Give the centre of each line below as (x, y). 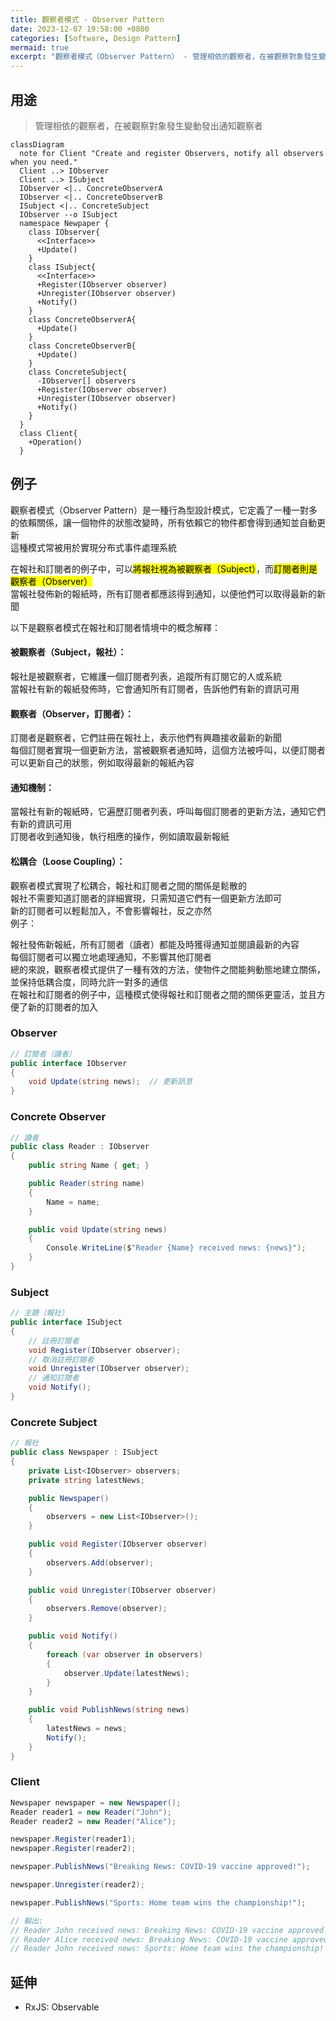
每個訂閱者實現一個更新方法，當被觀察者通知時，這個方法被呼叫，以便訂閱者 (168, 750)
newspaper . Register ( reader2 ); (73, 1849)
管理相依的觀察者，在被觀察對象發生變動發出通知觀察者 (148, 125)
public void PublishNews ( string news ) (109, 1710)
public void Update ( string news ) (98, 1229)
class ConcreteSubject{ (78, 372)
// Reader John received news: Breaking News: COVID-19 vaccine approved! (169, 1930)
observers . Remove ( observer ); (107, 1609)
